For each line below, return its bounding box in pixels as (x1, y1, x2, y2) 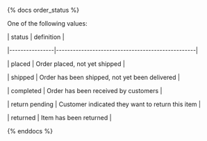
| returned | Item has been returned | (7, 114, 113, 122)
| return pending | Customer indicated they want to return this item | (7, 100, 201, 108)
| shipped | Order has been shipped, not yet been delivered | (7, 73, 181, 81)
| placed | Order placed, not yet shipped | (7, 60, 125, 68)
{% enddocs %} (7, 127, 53, 135)
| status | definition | (7, 33, 65, 41)
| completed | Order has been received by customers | (7, 87, 163, 94)
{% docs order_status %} (7, 6, 80, 14)
